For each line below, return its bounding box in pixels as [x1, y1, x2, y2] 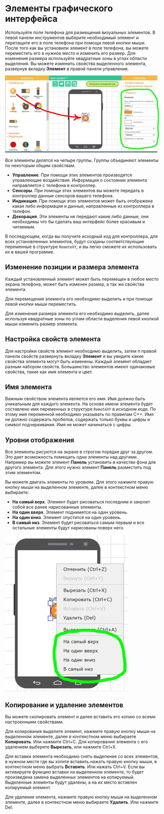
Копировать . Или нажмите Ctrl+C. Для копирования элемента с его [5, 739, 148, 745]
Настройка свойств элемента [5, 335, 101, 343]
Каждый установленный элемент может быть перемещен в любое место [5, 276, 159, 282]
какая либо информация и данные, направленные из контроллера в [12, 203, 155, 209]
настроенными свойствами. [5, 719, 64, 725]
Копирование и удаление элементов [5, 701, 123, 709]
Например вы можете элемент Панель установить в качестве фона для [5, 459, 156, 465]
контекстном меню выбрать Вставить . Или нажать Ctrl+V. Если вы [5, 764, 145, 770]
